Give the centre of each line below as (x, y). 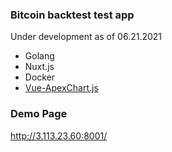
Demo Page (39, 114)
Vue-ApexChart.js (61, 88)
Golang (39, 56)
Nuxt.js (39, 67)
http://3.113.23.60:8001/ (59, 135)
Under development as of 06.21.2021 (86, 37)
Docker (40, 77)
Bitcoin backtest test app (72, 15)
